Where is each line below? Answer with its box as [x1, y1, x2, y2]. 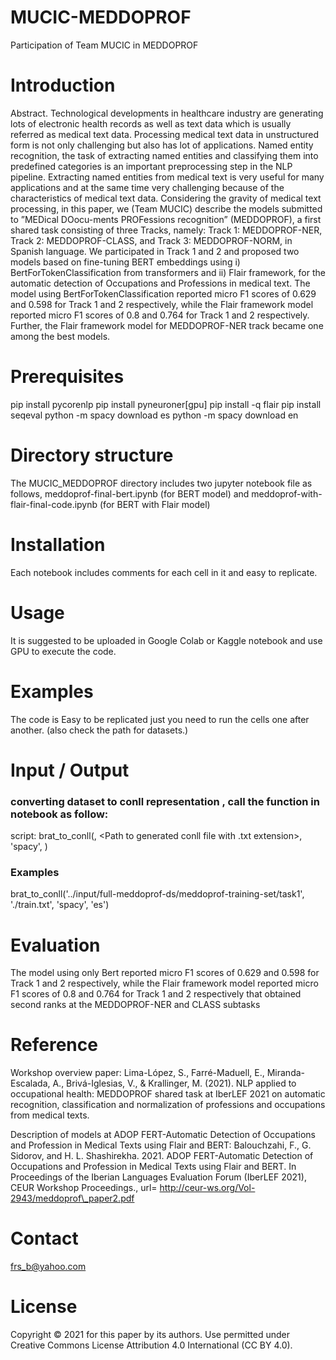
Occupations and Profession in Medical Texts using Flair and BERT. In [10, 1161, 297, 1173]
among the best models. [10, 330, 111, 342]
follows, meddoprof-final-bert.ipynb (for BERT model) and [10, 487, 250, 500]
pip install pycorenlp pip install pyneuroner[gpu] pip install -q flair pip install [10, 398, 322, 410]
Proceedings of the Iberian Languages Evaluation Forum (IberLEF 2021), [10, 1171, 307, 1183]
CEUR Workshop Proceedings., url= [10, 1182, 158, 1194]
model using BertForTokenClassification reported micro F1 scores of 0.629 [10, 287, 317, 300]
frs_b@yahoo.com [10, 1261, 87, 1273]
